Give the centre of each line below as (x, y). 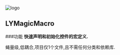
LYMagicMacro (30, 23)
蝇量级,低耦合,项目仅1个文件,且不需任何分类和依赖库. (60, 47)
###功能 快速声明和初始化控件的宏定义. (47, 36)
